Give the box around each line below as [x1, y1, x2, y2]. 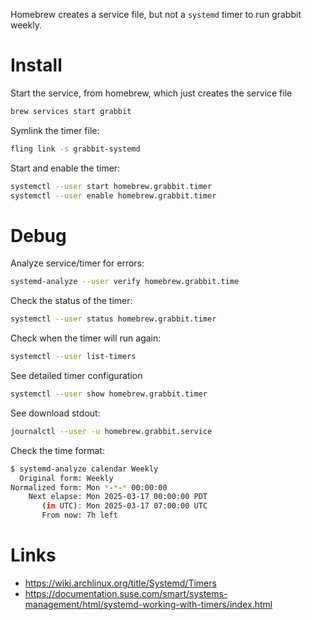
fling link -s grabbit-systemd [10, 144, 141, 154]
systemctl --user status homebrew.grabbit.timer [10, 314, 217, 324]
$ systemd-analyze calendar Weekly [10, 464, 159, 474]
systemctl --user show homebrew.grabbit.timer [10, 389, 208, 399]
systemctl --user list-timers [10, 352, 137, 362]
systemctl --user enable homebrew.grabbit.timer [10, 190, 217, 201]
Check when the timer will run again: [10, 332, 162, 344]
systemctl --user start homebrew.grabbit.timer [10, 181, 213, 191]
